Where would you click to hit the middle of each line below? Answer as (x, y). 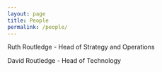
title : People (28, 20)
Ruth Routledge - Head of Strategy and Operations (81, 47)
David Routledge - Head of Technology (64, 61)
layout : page (27, 14)
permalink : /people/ (38, 27)
